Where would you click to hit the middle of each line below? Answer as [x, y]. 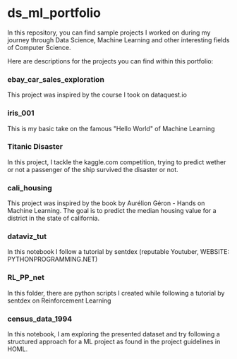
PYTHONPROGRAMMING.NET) [53, 260]
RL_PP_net [26, 278]
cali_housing [30, 188]
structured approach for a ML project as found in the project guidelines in [114, 342]
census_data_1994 [40, 319]
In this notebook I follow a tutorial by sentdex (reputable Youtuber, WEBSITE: [119, 252]
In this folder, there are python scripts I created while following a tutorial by [116, 293]
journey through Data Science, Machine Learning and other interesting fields [119, 39]
